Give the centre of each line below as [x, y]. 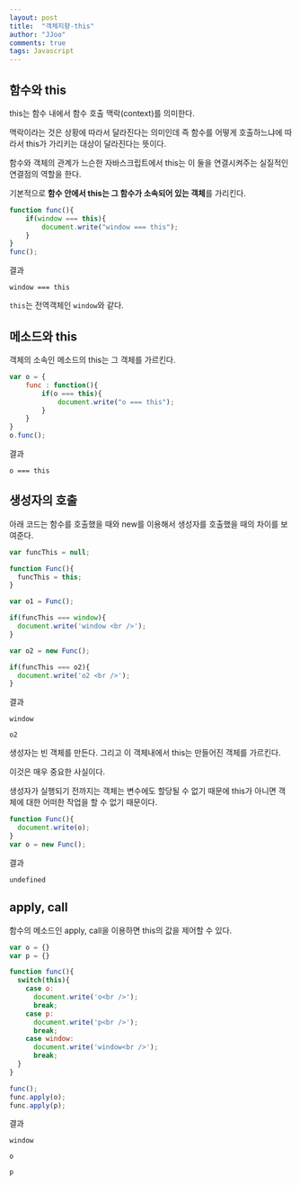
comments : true [38, 43]
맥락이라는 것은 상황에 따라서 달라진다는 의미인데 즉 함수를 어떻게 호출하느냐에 [146, 132]
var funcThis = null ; [50, 552]
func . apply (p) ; [38, 1105]
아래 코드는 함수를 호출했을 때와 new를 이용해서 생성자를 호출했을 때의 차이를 [144, 524]
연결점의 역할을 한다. [45, 174]
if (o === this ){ [72, 393]
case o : [40, 989]
